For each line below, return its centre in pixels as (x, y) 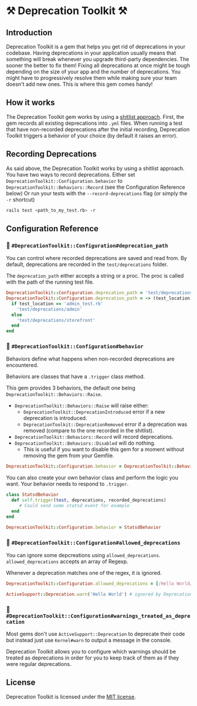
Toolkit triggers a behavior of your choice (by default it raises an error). (92, 135)
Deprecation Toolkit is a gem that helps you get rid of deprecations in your (96, 46)
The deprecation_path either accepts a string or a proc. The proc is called (95, 276)
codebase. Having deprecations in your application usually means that (91, 53)
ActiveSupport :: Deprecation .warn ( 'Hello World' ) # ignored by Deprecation (99, 594)
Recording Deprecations (51, 154)
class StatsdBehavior (33, 495)
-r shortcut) (21, 199)
